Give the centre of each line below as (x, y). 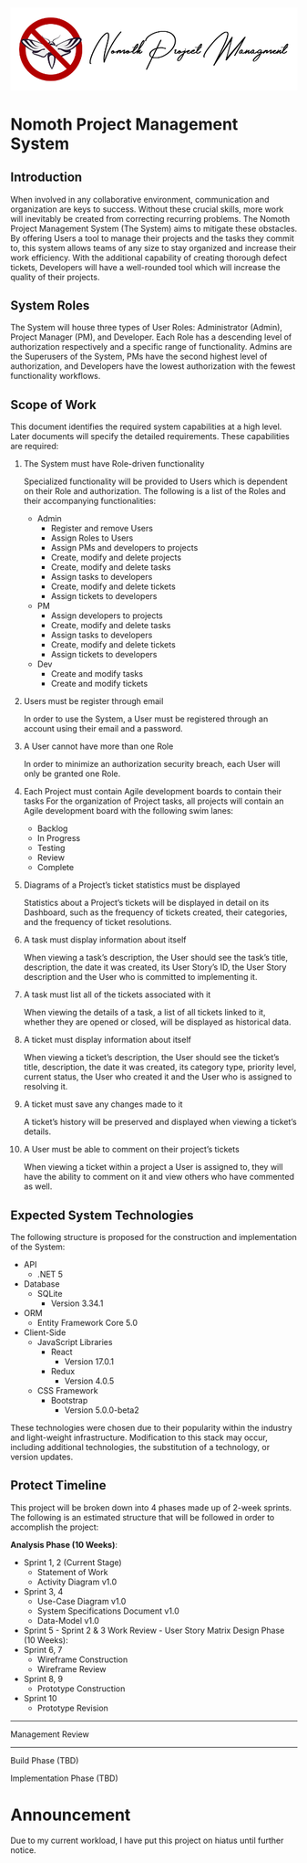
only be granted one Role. (72, 774)
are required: (35, 447)
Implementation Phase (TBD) (65, 1778)
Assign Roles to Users (92, 538)
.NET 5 (50, 1274)
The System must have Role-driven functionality (114, 464)
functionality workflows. (56, 376)
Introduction (46, 178)
